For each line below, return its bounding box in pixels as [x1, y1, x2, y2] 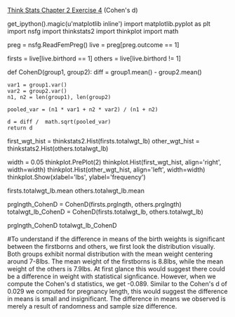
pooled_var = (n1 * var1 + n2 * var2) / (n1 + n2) [7, 106, 159, 113]
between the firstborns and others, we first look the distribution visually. [7, 242, 215, 250]
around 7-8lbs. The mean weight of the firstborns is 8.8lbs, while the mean [7, 257, 224, 266]
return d [7, 124, 33, 131]
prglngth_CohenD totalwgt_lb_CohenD [7, 221, 117, 229]
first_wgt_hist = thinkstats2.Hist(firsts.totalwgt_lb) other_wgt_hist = [7, 137, 200, 145]
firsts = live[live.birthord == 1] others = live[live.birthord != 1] [7, 54, 181, 63]
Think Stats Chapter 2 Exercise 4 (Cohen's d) [7, 6, 138, 14]
